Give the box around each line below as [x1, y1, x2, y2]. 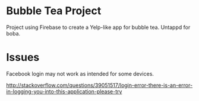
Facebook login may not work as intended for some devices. [6, 70, 154, 77]
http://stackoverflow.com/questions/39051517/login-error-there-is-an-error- [6, 82, 193, 89]
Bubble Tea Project [6, 4, 102, 18]
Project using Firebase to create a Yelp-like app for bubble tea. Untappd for [6, 24, 191, 31]
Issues [6, 51, 40, 64]
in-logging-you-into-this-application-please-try [6, 87, 122, 95]
